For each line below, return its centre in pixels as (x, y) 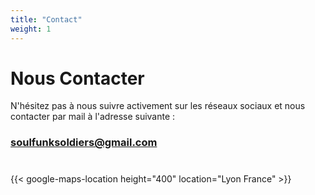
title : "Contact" (46, 19)
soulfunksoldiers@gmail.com (84, 143)
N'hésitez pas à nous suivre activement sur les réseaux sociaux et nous (158, 106)
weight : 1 (31, 29)
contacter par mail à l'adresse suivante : (93, 117)
